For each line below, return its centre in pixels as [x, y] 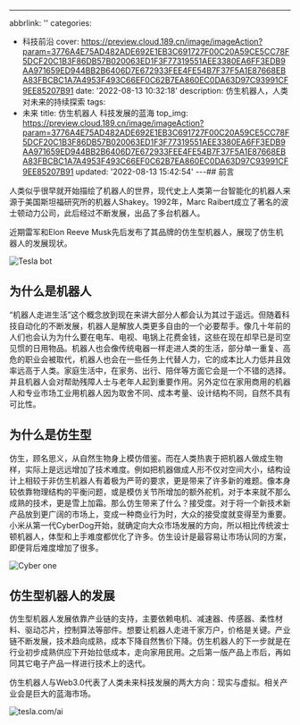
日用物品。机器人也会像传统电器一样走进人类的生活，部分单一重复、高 [162, 348]
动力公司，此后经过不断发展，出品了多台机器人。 [115, 213]
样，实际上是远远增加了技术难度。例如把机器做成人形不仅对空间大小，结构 [146, 469]
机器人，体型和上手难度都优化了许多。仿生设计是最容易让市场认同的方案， [154, 536]
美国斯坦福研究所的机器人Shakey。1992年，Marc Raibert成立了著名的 [153, 202]
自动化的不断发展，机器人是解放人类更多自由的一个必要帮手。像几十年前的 [154, 325]
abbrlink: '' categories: [50, 23]
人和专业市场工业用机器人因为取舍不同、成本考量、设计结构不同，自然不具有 [150, 392]
